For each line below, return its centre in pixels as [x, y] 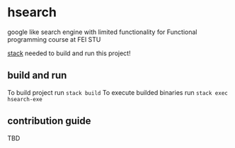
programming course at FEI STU [54, 39]
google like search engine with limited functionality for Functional [102, 32]
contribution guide [49, 121]
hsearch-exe [25, 99]
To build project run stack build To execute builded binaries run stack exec [117, 92]
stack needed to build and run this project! [69, 53]
